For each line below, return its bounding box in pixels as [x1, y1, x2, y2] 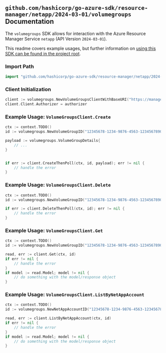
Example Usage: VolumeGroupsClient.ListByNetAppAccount [5, 291, 145, 298]
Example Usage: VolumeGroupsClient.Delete [5, 181, 111, 188]
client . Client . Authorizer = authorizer [5, 102, 87, 107]
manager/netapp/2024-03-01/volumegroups [5, 11, 132, 18]
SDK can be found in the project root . [5, 50, 81, 56]
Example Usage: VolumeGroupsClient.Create [5, 113, 111, 120]
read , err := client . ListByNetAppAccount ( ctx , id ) [5, 316, 112, 321]
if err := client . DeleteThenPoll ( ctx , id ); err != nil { [5, 206, 125, 211]
